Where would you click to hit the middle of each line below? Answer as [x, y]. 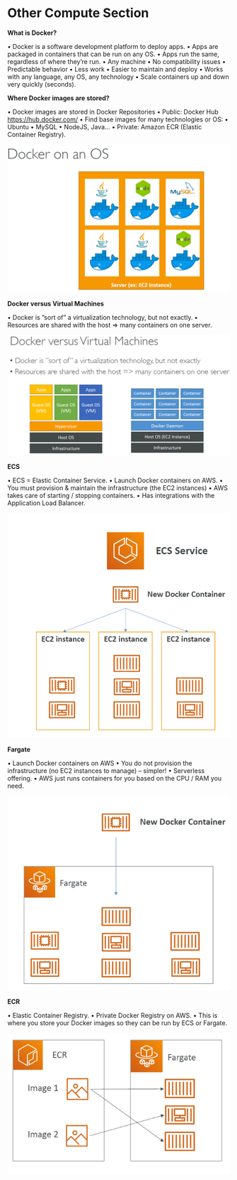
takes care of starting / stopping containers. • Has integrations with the [111, 495]
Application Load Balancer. [47, 503]
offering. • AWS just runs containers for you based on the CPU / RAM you [115, 778]
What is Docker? [32, 33]
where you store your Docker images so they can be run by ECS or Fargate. [117, 1023]
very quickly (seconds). [42, 84]
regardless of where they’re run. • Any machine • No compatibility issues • [117, 61]
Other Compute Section [78, 13]
